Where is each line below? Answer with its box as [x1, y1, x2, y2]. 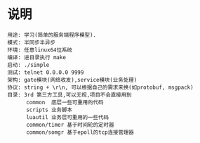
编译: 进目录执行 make [7, 54, 67, 61]
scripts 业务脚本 [25, 106, 72, 113]
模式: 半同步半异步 [7, 39, 56, 46]
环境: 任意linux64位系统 [7, 46, 72, 54]
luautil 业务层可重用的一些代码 [25, 113, 109, 120]
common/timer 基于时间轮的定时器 [25, 121, 114, 128]
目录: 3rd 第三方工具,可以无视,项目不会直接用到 [7, 91, 132, 99]
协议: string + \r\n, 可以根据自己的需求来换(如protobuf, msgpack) [7, 84, 194, 91]
